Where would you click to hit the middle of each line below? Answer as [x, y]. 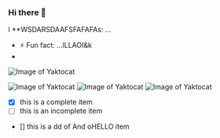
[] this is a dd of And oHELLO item [74, 127]
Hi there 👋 [27, 13]
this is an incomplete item [61, 111]
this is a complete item [56, 102]
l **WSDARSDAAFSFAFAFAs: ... [60, 30]
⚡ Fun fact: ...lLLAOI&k [56, 45]
